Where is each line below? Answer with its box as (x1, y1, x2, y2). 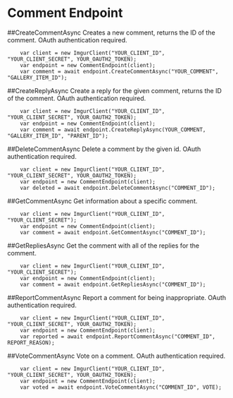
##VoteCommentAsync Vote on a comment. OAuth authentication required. (7, 351, 226, 360)
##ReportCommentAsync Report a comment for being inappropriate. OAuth (7, 293, 227, 301)
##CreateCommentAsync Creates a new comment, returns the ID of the (7, 28, 216, 37)
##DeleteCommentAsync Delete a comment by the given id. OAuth (7, 145, 201, 153)
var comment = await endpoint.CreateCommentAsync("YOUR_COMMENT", (20, 68, 219, 75)
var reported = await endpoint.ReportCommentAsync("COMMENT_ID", (20, 333, 216, 340)
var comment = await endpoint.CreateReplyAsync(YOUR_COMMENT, (20, 126, 206, 133)
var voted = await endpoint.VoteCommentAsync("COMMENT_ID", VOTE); (20, 383, 222, 391)
